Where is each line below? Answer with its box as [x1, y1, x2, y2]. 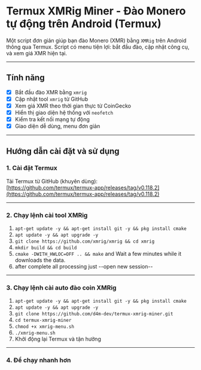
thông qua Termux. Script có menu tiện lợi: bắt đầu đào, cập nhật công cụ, [6, 43, 190, 50]
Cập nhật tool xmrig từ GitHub [14, 95, 89, 103]
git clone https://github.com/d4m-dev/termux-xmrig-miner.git [14, 311, 173, 317]
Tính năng [6, 73, 45, 83]
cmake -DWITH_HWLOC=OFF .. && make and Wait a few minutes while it [14, 250, 182, 258]
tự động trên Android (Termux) [6, 17, 162, 31]
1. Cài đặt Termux [6, 164, 58, 172]
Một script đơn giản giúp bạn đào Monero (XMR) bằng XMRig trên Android [6, 37, 187, 44]
